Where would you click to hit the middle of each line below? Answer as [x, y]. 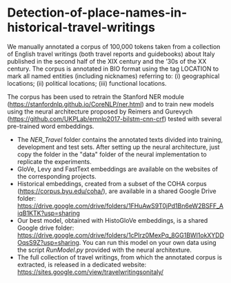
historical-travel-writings [81, 27]
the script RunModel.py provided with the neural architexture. [104, 250]
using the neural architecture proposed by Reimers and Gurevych [100, 111]
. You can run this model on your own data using [148, 242]
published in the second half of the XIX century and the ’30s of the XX [107, 61]
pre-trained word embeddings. [51, 126]
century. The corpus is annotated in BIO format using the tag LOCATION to [113, 69]
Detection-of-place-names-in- [97, 13]
